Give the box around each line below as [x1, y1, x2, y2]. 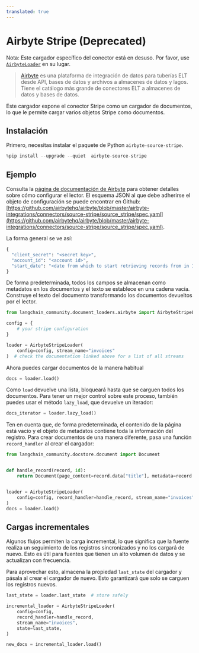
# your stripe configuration [17, 326, 89, 332]
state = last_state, [17, 625, 62, 631]
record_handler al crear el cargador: [6, 440, 95, 447]
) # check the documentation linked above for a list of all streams [6, 353, 184, 359]
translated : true [6, 8, 49, 15]
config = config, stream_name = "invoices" [17, 347, 115, 354]
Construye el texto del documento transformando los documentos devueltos [6, 292, 192, 299]
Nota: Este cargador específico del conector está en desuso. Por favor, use [6, 54, 190, 61]
